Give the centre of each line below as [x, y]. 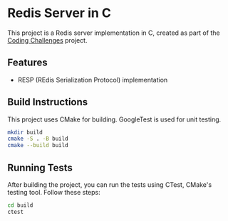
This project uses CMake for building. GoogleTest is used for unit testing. [114, 119]
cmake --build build [38, 146]
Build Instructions [48, 102]
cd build [20, 205]
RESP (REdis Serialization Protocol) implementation [93, 80]
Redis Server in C [59, 13]
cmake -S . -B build [38, 139]
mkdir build [25, 132]
